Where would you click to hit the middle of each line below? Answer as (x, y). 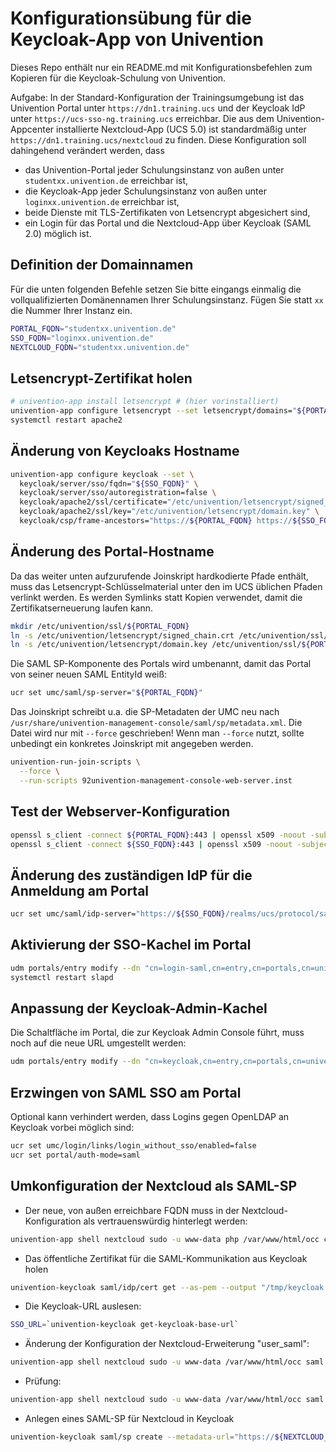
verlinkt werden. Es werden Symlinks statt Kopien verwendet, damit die (156, 597)
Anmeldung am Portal (80, 890)
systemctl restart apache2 (66, 420)
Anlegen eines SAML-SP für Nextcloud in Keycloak (129, 1419)
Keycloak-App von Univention (137, 39)
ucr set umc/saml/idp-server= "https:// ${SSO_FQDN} (118, 914)
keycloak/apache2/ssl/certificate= (93, 502)
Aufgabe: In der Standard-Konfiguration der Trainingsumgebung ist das (157, 97)
